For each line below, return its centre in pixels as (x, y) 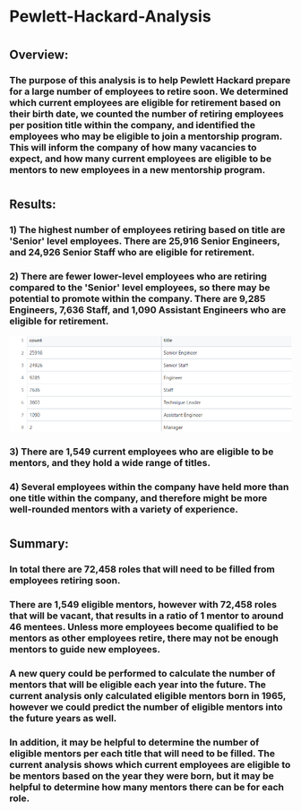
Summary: (39, 544)
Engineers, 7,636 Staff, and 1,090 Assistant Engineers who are (148, 310)
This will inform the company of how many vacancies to (133, 148)
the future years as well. (63, 718)
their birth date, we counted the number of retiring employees (146, 114)
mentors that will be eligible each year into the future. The (138, 685)
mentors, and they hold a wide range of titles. (110, 463)
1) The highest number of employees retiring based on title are (147, 230)
